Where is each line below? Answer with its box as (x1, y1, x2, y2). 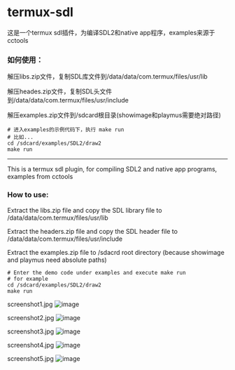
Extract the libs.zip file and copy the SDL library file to (7, 206, 162, 214)
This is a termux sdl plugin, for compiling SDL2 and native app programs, (7, 165, 218, 173)
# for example (7, 275, 49, 282)
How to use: (7, 190, 49, 200)
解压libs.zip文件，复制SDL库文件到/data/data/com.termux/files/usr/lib (7, 72, 208, 81)
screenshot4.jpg (7, 341, 55, 349)
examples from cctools (7, 173, 73, 181)
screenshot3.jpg (7, 327, 55, 336)
